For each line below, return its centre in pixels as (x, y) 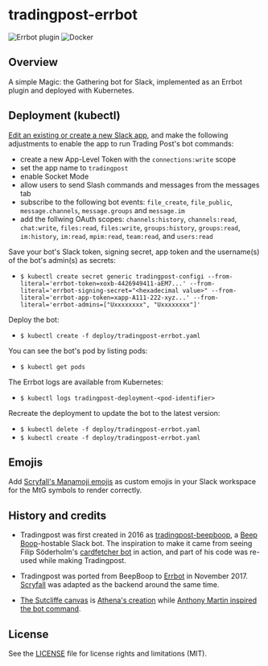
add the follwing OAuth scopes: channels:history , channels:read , (128, 219)
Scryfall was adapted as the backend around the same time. (120, 585)
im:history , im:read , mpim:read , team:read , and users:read (116, 236)
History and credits (58, 515)
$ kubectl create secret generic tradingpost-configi (112, 276)
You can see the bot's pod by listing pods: (78, 351)
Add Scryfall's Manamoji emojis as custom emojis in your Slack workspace (132, 482)
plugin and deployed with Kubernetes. (71, 90)
